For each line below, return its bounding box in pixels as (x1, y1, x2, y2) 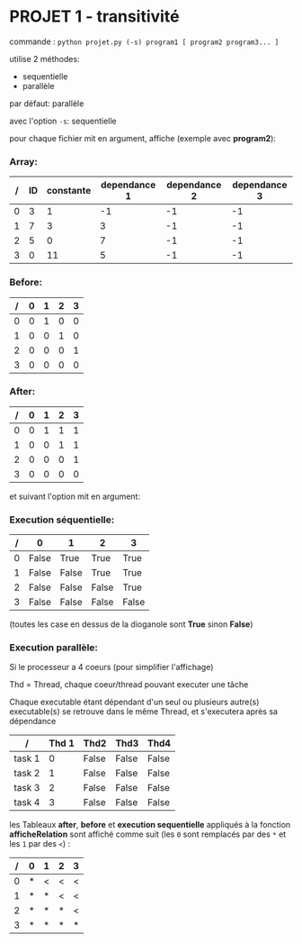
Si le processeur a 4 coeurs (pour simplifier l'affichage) (9, 662, 214, 673)
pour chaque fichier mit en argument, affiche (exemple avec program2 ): (9, 132, 277, 143)
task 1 (13, 752, 40, 765)
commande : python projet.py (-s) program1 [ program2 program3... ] (9, 36, 280, 47)
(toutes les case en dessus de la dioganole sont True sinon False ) (9, 619, 253, 630)
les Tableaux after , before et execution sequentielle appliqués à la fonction (9, 820, 291, 830)
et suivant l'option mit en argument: (9, 491, 141, 502)
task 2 (13, 767, 40, 780)
